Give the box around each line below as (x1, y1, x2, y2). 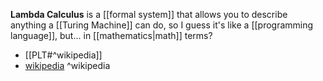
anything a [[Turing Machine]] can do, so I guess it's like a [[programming (10, 19, 314, 31)
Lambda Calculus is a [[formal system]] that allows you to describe (10, 9, 288, 20)
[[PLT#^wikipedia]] (24, 49, 103, 61)
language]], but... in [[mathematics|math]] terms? (10, 30, 213, 41)
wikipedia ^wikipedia (24, 60, 111, 71)
